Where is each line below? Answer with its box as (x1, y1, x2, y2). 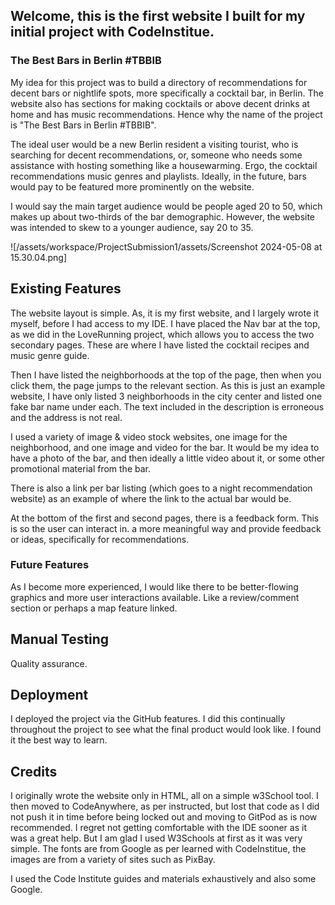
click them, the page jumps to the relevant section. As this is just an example (10, 379, 326, 391)
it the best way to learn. (10, 734, 108, 746)
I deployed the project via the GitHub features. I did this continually (10, 713, 286, 725)
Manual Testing (10, 631, 110, 648)
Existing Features (10, 280, 122, 298)
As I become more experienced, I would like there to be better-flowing (10, 580, 299, 593)
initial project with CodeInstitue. (10, 24, 215, 41)
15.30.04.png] (10, 251, 68, 263)
